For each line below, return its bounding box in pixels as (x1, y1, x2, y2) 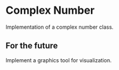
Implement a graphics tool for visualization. (5, 56, 112, 63)
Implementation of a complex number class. (5, 23, 114, 31)
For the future (5, 41, 58, 51)
